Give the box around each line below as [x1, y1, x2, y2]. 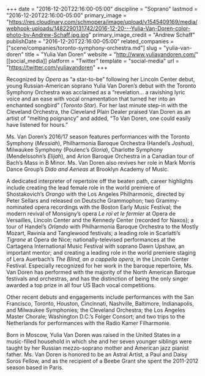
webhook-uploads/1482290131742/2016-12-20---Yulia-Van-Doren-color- [6, 24, 191, 32]
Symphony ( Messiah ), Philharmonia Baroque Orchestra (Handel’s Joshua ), [6, 140, 195, 146]
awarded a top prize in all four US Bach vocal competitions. [6, 282, 156, 288]
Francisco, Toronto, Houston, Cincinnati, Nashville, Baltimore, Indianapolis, [6, 300, 195, 307]
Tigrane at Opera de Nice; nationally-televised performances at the [6, 236, 176, 243]
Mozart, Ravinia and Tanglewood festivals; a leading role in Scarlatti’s [6, 230, 181, 236]
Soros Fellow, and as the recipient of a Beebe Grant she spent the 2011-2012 [6, 358, 199, 364]
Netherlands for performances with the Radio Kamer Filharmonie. [6, 320, 171, 326]
